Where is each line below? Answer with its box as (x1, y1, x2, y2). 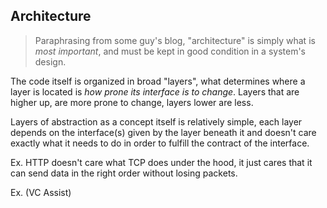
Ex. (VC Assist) (10, 186, 72, 198)
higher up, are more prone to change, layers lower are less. (10, 96, 254, 108)
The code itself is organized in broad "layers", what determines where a (10, 75, 306, 87)
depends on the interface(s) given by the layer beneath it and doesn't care (10, 126, 317, 138)
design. (34, 55, 67, 68)
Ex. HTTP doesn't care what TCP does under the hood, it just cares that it (10, 156, 313, 168)
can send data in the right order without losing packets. (10, 167, 238, 179)
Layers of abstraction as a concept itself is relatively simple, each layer (10, 115, 303, 128)
